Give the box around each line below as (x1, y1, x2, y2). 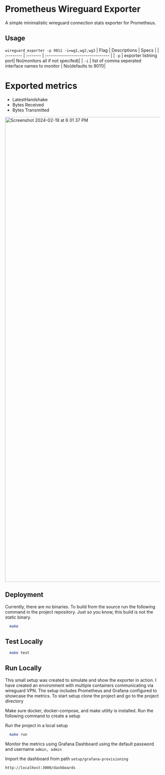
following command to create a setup (5, 713, 81, 719)
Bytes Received (12, 102, 44, 108)
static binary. (5, 614, 31, 620)
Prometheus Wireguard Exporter (5, 3, 141, 15)
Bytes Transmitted (12, 107, 50, 113)
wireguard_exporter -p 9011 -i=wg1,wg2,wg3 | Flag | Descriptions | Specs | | (5, 47, 159, 53)
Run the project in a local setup (5, 722, 68, 728)
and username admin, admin (5, 746, 62, 752)
